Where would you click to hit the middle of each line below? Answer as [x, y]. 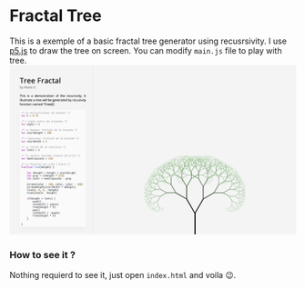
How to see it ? [42, 255]
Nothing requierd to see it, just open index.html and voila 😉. [123, 274]
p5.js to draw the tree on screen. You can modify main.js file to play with [146, 50]
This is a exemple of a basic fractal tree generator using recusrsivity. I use [148, 41]
